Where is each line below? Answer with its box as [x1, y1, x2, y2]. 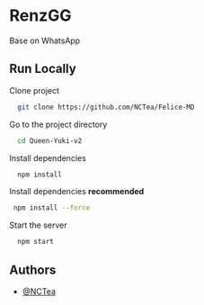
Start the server [9, 220, 67, 230]
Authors [9, 262, 57, 277]
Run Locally [9, 61, 76, 76]
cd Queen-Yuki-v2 [17, 136, 83, 145]
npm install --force [13, 203, 91, 212]
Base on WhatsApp [9, 35, 81, 46]
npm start [17, 238, 54, 247]
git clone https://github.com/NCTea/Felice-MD [17, 103, 195, 112]
